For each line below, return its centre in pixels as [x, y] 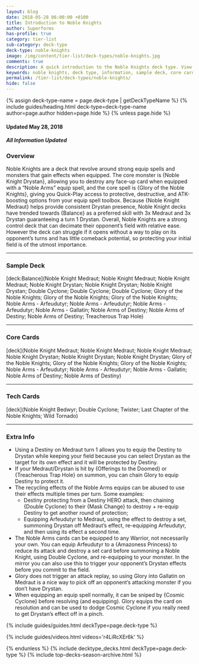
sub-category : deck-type [37, 45]
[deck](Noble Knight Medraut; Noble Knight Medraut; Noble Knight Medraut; [99, 350]
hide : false [21, 84]
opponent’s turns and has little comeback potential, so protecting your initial [99, 238]
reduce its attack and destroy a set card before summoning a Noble [97, 551]
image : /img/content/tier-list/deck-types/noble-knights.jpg [83, 56]
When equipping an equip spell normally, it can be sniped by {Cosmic [99, 595]
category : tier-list [32, 39]
